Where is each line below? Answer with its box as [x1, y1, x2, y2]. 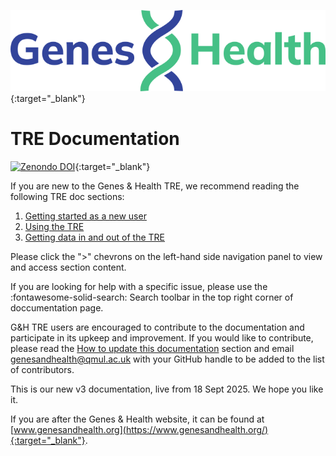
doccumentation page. [10, 301, 104, 314]
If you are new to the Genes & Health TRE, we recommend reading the [10, 180, 300, 192]
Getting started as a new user [24, 210, 147, 222]
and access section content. [10, 261, 127, 273]
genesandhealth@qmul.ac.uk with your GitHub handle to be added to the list [10, 353, 325, 365]
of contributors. [10, 363, 75, 375]
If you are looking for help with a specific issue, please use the [10, 280, 268, 292]
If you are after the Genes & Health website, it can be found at [10, 413, 265, 425]
